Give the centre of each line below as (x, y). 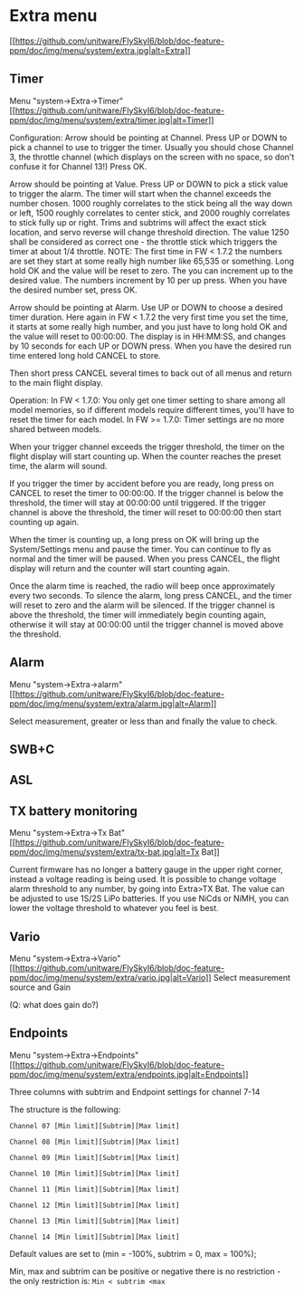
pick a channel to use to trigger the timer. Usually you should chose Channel (152, 147)
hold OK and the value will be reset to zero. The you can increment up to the (152, 270)
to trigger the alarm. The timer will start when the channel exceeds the (140, 193)
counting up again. (44, 522)
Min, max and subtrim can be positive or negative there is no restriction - (145, 1271)
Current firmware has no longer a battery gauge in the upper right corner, (146, 869)
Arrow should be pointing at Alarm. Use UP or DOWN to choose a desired (146, 307)
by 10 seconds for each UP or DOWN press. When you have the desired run (151, 346)
